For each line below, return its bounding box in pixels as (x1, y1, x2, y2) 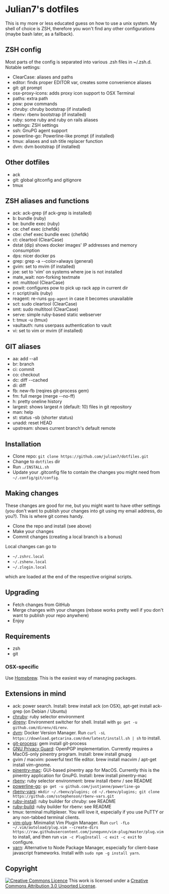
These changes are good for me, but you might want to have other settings (5, 502, 161, 508)
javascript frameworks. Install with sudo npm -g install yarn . (12, 850, 140, 856)
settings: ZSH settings (12, 122, 59, 128)
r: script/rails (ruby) (12, 290, 53, 296)
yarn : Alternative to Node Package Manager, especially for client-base (12, 844, 158, 850)
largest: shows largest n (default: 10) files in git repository (12, 404, 132, 410)
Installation (5, 439, 41, 449)
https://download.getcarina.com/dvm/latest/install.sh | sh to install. (12, 735, 161, 741)
